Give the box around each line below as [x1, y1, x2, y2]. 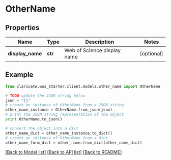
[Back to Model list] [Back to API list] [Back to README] [5, 149, 122, 155]
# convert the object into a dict [5, 125, 79, 131]
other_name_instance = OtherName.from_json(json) [5, 107, 113, 112]
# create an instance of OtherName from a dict [5, 135, 108, 140]
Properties [5, 23, 40, 32]
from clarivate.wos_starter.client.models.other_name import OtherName [5, 84, 160, 89]
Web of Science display [64, 47, 121, 54]
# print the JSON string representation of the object [5, 112, 124, 117]
